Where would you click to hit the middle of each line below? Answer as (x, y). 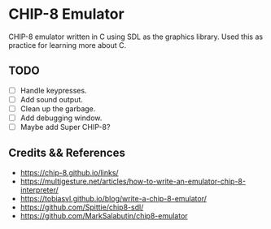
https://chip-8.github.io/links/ (70, 172)
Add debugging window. (61, 118)
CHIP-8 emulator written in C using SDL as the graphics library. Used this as (135, 37)
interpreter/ (39, 190)
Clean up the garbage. (58, 108)
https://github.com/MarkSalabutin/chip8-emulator (104, 215)
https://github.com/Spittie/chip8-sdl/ (82, 207)
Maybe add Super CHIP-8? (65, 127)
